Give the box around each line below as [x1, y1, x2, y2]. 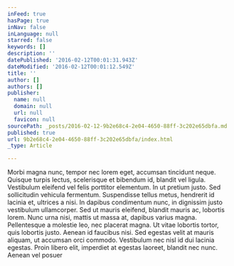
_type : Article [7, 143, 53, 150]
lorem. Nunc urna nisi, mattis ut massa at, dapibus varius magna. [7, 214, 197, 222]
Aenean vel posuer [7, 251, 63, 260]
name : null [14, 96, 46, 104]
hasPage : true [7, 17, 50, 24]
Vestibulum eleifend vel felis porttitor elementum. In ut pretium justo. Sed [7, 183, 221, 192]
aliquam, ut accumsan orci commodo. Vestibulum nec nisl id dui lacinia [7, 235, 215, 245]
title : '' [7, 70, 37, 77]
